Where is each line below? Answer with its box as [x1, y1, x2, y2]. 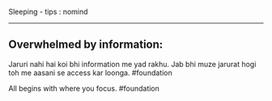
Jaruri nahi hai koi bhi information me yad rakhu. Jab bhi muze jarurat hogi [8, 59, 257, 69]
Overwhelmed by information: [8, 38, 164, 52]
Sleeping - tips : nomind [8, 7, 88, 16]
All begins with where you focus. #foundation [8, 83, 160, 93]
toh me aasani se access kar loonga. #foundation [8, 68, 172, 78]
